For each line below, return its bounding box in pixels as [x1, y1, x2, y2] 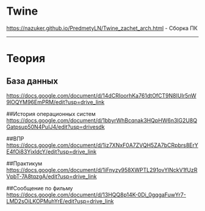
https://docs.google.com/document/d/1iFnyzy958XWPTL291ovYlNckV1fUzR [6, 166, 198, 173]
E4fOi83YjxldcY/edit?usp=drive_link [6, 148, 96, 155]
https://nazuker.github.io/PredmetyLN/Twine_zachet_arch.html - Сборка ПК [6, 24, 198, 32]
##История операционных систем [6, 110, 96, 117]
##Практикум [6, 160, 43, 167]
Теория [6, 52, 46, 65]
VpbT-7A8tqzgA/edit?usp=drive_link [6, 173, 97, 180]
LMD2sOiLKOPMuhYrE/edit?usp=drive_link [6, 197, 114, 205]
